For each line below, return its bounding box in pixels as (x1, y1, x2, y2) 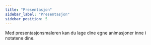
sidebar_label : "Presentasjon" (5, 12, 70, 17)
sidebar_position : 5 (5, 16, 48, 21)
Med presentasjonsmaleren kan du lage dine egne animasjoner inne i (5, 30, 147, 36)
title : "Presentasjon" (5, 7, 52, 12)
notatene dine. (5, 35, 35, 41)
